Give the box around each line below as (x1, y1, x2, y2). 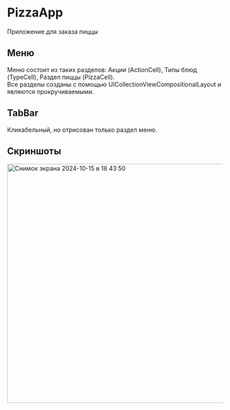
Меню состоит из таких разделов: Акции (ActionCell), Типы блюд (7, 65, 197, 73)
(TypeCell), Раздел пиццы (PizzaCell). (7, 73, 115, 81)
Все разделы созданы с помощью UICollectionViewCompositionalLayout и (7, 80, 222, 88)
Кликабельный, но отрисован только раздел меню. (7, 125, 157, 134)
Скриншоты (7, 145, 62, 157)
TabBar (7, 108, 39, 119)
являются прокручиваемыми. (7, 87, 94, 95)
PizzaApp (7, 5, 64, 21)
